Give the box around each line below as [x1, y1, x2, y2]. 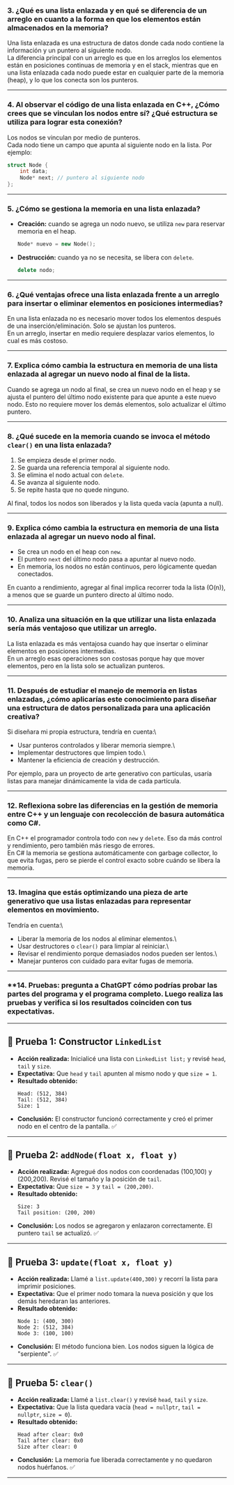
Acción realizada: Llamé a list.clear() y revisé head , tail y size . [17, 1396, 208, 1404]
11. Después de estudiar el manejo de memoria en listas [7, 686, 198, 695]
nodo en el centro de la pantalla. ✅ [17, 1122, 117, 1130]
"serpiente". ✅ [17, 1350, 59, 1358]
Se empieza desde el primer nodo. [17, 456, 116, 465]
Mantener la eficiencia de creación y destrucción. [17, 755, 160, 764]
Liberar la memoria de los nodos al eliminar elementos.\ [17, 934, 177, 943]
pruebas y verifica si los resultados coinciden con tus [7, 998, 192, 1008]
